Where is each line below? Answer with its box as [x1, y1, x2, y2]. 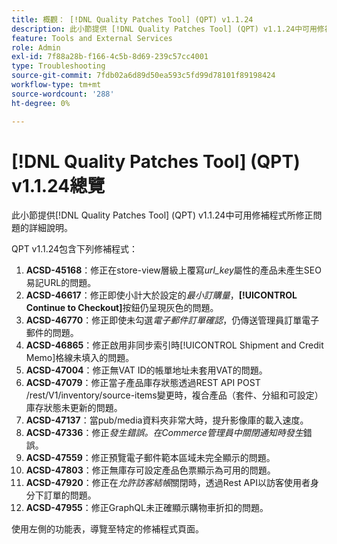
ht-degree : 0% [11, 98, 71, 108]
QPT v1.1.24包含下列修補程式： [11, 243, 139, 255]
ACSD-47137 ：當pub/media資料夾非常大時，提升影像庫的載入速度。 [25, 414, 309, 426]
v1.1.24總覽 [11, 174, 106, 197]
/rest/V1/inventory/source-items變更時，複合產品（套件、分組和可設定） [25, 389, 324, 401]
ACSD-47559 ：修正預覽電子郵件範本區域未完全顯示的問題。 [25, 452, 276, 464]
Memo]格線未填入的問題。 [25, 352, 135, 364]
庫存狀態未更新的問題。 [25, 402, 123, 414]
